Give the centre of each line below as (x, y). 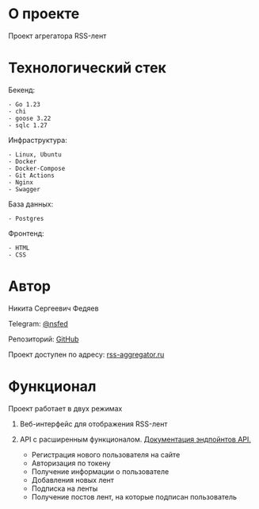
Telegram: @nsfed (38, 323)
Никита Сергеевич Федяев (53, 308)
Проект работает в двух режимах (65, 408)
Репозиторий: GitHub (44, 339)
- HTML (19, 248)
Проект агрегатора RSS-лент (57, 36)
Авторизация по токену (71, 463)
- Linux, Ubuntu (35, 154)
